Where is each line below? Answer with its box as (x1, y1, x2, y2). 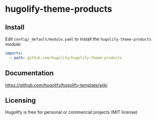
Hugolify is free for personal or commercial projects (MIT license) (5, 109, 138, 115)
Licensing (5, 96, 36, 104)
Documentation (5, 69, 54, 77)
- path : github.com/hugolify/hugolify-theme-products (9, 55, 122, 60)
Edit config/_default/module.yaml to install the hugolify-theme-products (5, 36, 152, 42)
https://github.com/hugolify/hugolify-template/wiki (5, 82, 108, 88)
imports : (5, 51, 23, 56)
